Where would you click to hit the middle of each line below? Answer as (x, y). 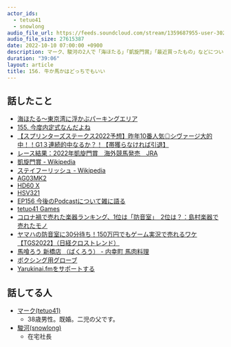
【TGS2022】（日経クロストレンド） (68, 243)
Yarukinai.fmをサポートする (56, 269)
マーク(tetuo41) (39, 310)
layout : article (30, 65)
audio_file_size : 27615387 (46, 39)
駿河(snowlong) (39, 328)
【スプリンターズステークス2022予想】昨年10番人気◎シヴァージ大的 (115, 136)
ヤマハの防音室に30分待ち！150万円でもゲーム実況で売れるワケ (107, 235)
